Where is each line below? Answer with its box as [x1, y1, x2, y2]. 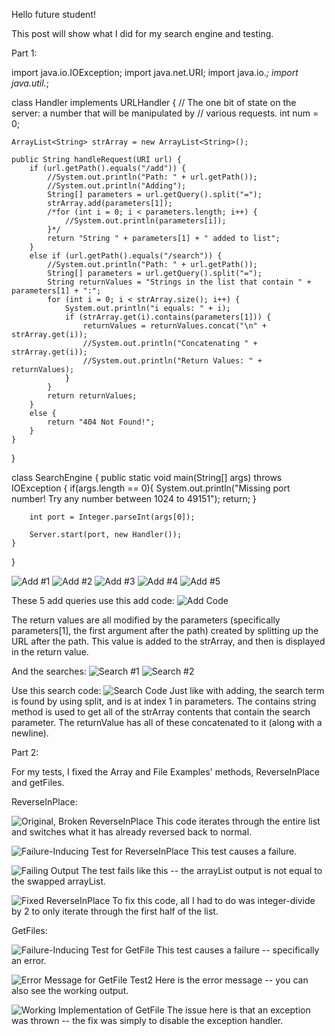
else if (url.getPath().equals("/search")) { [29, 251, 223, 261]
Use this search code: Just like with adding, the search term [11, 685, 325, 696]
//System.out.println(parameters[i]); [64, 216, 227, 226]
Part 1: [11, 47, 38, 59]
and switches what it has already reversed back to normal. [11, 826, 253, 838]
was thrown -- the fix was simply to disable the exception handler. [11, 1015, 284, 1026]
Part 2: [11, 747, 39, 758]
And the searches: [11, 665, 87, 677]
